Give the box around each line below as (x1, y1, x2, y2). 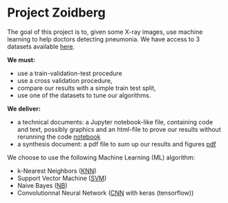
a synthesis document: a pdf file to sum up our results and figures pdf (17, 139, 216, 148)
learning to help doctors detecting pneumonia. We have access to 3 (7, 35, 200, 43)
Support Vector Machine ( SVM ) (17, 174, 107, 182)
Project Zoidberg (7, 5, 106, 21)
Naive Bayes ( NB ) (17, 181, 68, 189)
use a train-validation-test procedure (17, 69, 122, 77)
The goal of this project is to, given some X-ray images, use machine (7, 28, 203, 36)
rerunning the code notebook (17, 133, 101, 141)
